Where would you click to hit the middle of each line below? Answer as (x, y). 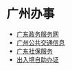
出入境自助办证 (37, 59)
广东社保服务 (34, 51)
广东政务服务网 (37, 34)
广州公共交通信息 (40, 42)
